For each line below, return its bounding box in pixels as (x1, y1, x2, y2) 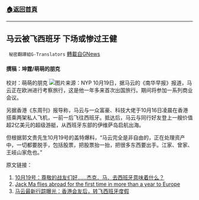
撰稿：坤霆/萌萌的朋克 (6, 65, 60, 72)
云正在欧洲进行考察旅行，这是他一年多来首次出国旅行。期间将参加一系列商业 (6, 87, 193, 94)
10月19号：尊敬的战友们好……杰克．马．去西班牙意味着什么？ (14, 174, 165, 181)
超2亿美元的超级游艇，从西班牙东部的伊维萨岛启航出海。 (6, 121, 145, 128)
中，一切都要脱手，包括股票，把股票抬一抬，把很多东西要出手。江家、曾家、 (6, 141, 193, 149)
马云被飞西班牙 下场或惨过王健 (6, 34, 117, 44)
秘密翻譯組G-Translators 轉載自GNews (8, 50, 101, 57)
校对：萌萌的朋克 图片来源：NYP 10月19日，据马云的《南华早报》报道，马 (6, 79, 192, 86)
